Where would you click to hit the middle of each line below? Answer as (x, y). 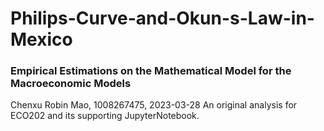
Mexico (41, 39)
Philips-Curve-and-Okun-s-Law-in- (162, 18)
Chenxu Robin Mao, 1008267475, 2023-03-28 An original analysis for (154, 105)
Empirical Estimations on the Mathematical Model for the (151, 71)
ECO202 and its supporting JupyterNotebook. (105, 116)
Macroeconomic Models (71, 84)
